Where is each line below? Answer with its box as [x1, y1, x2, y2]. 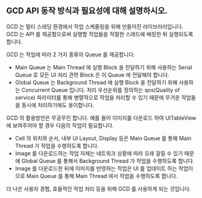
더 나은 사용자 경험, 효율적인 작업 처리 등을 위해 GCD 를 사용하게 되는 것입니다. [6, 185, 191, 192]
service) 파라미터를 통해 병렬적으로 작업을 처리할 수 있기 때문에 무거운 [14, 94, 180, 101]
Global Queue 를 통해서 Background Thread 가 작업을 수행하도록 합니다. [21, 157, 195, 164]
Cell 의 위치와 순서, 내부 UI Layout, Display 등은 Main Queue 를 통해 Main [14, 135, 192, 142]
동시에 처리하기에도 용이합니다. [21, 101, 95, 109]
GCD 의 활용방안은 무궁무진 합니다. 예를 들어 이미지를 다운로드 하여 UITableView [6, 114, 197, 121]
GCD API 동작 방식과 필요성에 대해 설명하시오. [6, 5, 168, 16]
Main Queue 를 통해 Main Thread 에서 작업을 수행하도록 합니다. [26, 172, 178, 179]
